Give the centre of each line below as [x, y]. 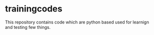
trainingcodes [34, 9]
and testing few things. [28, 27]
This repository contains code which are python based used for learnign [77, 22]
